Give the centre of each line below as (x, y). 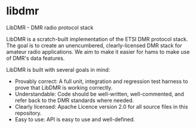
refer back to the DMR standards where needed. (74, 100)
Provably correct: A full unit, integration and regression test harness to (101, 81)
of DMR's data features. (36, 58)
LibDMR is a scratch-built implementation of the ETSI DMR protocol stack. (97, 39)
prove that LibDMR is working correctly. (64, 87)
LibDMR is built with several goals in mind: (58, 69)
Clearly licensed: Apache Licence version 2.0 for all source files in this (101, 106)
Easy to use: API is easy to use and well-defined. (75, 119)
